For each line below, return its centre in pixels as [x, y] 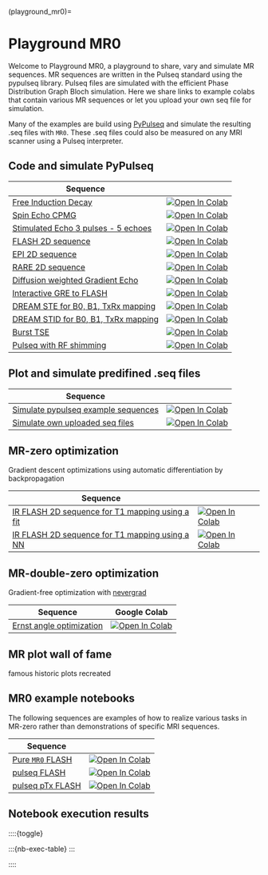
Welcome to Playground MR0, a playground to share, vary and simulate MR [131, 66]
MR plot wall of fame [60, 654]
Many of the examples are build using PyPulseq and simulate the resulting [130, 124]
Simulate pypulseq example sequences [86, 410]
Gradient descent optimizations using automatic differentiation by [116, 470]
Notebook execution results [79, 814]
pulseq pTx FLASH [47, 785]
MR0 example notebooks [72, 699]
